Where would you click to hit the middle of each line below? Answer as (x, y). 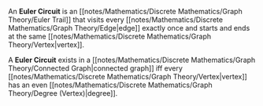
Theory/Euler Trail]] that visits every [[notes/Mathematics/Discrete (115, 20)
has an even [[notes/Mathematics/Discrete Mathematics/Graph (110, 85)
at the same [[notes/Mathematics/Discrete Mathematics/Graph (110, 36)
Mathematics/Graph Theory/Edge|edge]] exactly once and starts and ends (129, 28)
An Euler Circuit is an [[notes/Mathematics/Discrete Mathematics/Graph (125, 11)
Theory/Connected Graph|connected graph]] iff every (96, 68)
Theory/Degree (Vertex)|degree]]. (63, 93)
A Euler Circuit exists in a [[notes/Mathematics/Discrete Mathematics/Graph (132, 60)
